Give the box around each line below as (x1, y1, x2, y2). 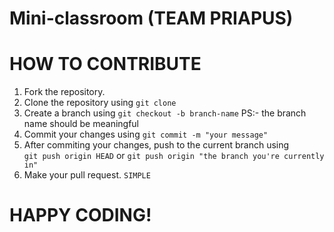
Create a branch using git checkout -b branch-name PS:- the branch (23, 107, 307, 119)
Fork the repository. (23, 86, 106, 98)
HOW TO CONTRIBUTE (9, 53, 202, 76)
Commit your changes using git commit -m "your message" (23, 128, 269, 141)
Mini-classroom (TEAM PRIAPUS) (9, 7, 294, 30)
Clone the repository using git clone (23, 97, 177, 109)
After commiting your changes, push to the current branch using (23, 139, 290, 151)
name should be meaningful (23, 118, 139, 130)
